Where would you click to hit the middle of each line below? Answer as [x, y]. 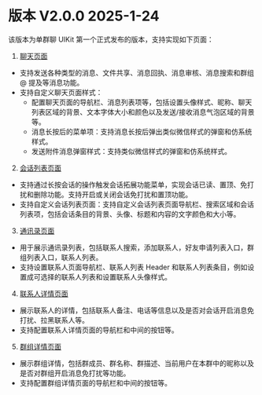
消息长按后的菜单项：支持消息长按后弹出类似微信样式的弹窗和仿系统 [142, 131]
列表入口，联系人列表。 [65, 257]
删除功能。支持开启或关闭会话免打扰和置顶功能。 [113, 194]
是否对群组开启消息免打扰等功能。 [75, 373]
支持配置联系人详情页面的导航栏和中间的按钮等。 [99, 330]
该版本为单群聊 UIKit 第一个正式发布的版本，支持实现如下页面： [111, 39]
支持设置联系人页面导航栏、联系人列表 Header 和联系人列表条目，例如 [133, 267]
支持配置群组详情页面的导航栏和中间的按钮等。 [95, 382]
